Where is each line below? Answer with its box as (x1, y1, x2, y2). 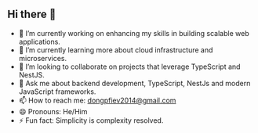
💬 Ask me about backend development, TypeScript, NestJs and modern (18, 78, 251, 88)
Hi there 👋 (7, 8, 56, 21)
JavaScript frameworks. (18, 87, 96, 96)
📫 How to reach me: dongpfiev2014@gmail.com (18, 95, 176, 105)
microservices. (18, 53, 67, 63)
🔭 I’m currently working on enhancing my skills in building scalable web (18, 28, 249, 38)
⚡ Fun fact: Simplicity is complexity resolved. (18, 115, 164, 125)
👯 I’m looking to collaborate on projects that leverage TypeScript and (18, 62, 241, 71)
